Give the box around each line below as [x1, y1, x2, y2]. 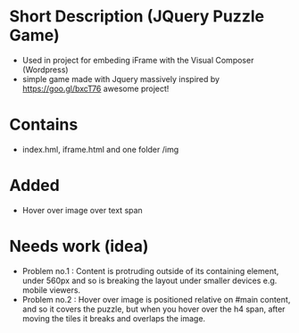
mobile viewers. [21, 284, 81, 296]
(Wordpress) [21, 64, 69, 75]
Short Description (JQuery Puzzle [9, 6, 265, 27]
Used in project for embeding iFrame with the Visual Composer [21, 54, 254, 65]
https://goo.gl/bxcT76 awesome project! [21, 83, 170, 94]
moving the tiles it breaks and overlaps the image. [21, 312, 206, 323]
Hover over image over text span [21, 204, 143, 215]
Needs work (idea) [9, 237, 149, 256]
